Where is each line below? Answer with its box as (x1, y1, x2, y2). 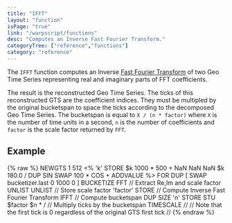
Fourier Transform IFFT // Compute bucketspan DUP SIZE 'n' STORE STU (7, 193, 216, 202)
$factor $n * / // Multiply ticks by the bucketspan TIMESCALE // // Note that (7, 200, 222, 208)
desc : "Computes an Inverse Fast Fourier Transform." (7, 36, 166, 43)
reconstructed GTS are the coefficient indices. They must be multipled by (7, 96, 217, 104)
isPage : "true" (7, 23, 51, 30)
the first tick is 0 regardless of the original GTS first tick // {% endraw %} (7, 208, 215, 216)
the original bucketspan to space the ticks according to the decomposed (7, 103, 215, 111)
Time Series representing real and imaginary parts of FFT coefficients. (7, 75, 208, 83)
